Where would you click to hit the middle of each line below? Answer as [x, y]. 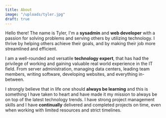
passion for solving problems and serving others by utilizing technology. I [80, 38]
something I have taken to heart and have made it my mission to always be [81, 94]
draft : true [17, 19]
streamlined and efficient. [31, 49]
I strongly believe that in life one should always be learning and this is [77, 89]
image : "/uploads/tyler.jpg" [35, 14]
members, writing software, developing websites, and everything [71, 74]
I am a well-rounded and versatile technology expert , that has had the [77, 59]
